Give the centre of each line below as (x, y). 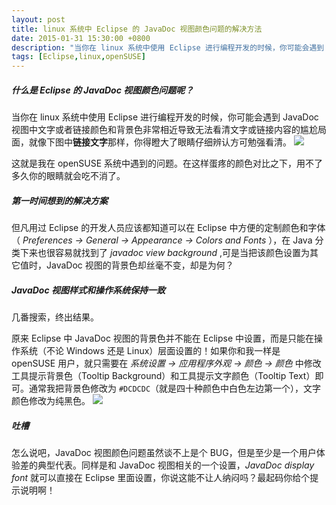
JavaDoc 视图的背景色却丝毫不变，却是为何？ (139, 265)
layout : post (38, 19)
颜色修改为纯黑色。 (51, 401)
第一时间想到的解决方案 (59, 200)
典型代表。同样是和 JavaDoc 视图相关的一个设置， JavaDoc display (176, 465)
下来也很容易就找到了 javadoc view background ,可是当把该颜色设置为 (165, 253)
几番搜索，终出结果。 (55, 317)
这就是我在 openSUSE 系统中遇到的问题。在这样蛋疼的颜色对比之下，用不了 (167, 163)
